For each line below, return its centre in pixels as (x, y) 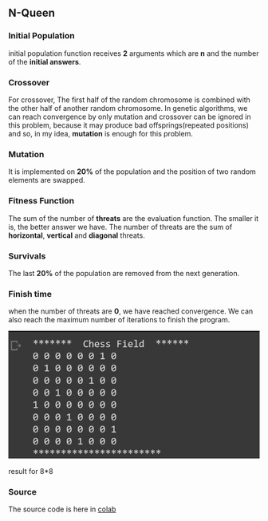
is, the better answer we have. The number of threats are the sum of (120, 227)
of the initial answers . (45, 61)
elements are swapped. (47, 180)
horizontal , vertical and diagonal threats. (77, 235)
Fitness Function (41, 201)
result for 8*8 (31, 471)
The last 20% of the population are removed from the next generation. (124, 273)
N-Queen (32, 13)
